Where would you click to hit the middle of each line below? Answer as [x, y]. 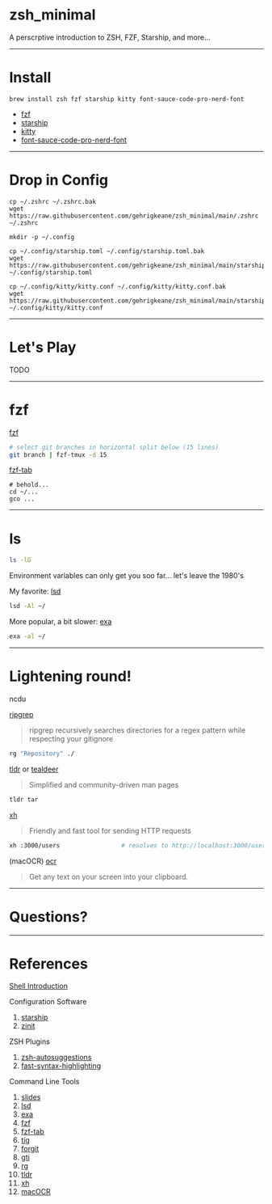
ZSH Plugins [30, 1041]
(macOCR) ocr [33, 861]
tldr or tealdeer [34, 769]
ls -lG [20, 560]
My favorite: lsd [35, 591]
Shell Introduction [38, 986]
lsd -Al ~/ [27, 606]
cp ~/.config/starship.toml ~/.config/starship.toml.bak [107, 251]
